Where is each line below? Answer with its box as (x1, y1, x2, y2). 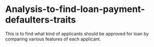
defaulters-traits (5, 14, 76, 25)
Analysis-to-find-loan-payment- (5, 3, 145, 15)
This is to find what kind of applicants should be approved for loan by (5, 30, 149, 36)
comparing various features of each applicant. (5, 36, 102, 42)
